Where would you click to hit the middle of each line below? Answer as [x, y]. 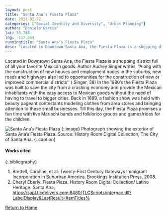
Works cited [18, 151]
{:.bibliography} [21, 162]
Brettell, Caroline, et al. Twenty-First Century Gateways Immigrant [80, 171]
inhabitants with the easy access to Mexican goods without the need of [78, 93]
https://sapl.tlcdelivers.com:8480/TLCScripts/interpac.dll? [72, 193]
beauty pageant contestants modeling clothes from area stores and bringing [83, 103]
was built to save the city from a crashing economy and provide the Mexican [83, 87]
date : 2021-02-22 [23, 19]
